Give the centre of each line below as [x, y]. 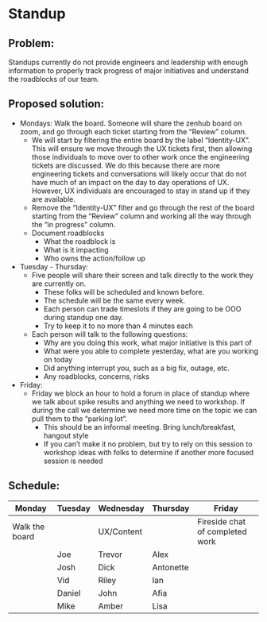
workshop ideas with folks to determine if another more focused [149, 452]
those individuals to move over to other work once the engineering [141, 156]
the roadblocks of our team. [54, 79]
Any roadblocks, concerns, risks [96, 376]
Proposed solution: [56, 104]
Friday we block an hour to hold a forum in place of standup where [141, 393]
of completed [222, 531]
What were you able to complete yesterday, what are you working [151, 351]
